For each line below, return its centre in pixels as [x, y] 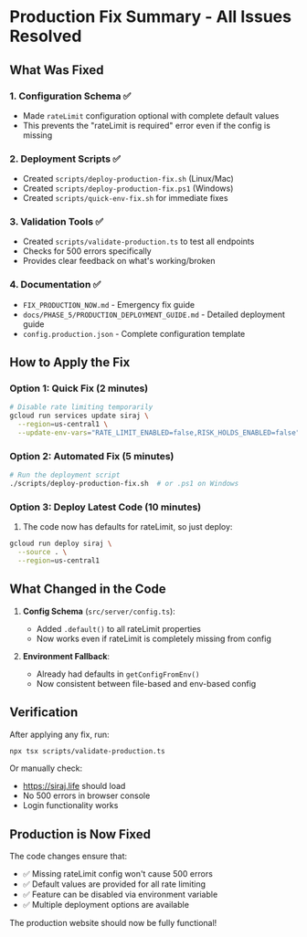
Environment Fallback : [66, 656]
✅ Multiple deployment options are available [106, 905]
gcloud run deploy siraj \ [61, 544]
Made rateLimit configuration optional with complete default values [151, 115]
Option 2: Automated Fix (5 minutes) [92, 456]
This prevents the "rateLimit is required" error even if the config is [147, 125]
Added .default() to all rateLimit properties [118, 628]
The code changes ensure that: [69, 857]
